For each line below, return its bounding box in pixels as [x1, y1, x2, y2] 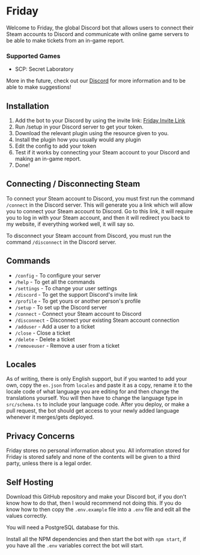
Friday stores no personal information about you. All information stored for [6, 447, 190, 454]
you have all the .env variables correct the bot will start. [6, 542, 144, 549]
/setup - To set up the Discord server [14, 303, 108, 311]
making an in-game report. [14, 155, 82, 163]
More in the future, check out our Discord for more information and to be [6, 77, 186, 85]
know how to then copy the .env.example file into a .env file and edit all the [6, 506, 191, 513]
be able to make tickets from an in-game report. [6, 37, 125, 44]
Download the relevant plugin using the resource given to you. [14, 130, 169, 137]
